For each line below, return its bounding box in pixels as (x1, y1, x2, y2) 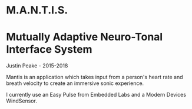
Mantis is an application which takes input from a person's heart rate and (6, 74, 183, 81)
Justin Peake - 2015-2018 (6, 62, 68, 69)
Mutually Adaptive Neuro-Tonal (6, 30, 163, 44)
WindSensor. (6, 97, 37, 104)
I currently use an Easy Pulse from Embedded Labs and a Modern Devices (6, 91, 187, 98)
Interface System (6, 43, 92, 56)
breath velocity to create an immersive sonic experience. (6, 80, 144, 87)
